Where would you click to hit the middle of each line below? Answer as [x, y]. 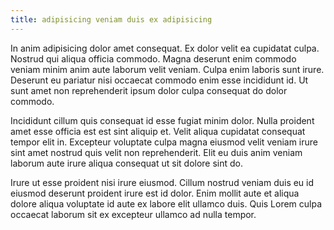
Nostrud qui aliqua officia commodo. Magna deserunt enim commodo [153, 58]
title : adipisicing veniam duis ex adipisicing [111, 19]
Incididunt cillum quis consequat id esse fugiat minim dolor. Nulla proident [162, 120]
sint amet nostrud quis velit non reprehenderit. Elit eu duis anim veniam [156, 152]
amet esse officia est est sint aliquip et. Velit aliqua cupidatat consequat [158, 131]
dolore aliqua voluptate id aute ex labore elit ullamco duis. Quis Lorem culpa [166, 203]
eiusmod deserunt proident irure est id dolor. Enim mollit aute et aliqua [155, 193]
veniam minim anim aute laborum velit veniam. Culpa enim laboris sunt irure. [167, 69]
